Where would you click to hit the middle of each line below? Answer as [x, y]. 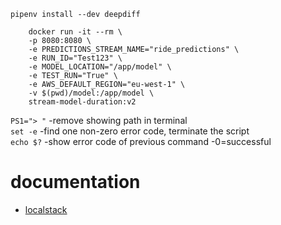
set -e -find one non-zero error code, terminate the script [130, 131]
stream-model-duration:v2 [82, 102]
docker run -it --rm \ [75, 32]
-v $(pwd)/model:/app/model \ [91, 93]
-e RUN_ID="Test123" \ [75, 58]
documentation [75, 182]
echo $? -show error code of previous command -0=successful [141, 141]
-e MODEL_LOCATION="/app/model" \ [100, 67]
